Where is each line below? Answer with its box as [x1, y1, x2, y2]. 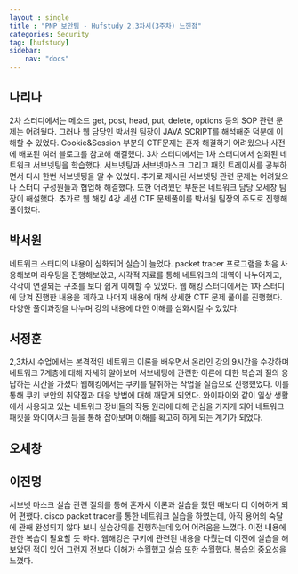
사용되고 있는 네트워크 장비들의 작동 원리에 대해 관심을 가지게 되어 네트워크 [25, 401, 285, 412]
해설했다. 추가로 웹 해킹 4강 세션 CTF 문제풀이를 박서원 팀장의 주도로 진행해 [25, 193, 288, 203]
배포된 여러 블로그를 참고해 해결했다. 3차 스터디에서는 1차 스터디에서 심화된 [18, 148, 278, 159]
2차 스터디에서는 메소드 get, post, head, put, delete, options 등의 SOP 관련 [9, 115, 274, 126]
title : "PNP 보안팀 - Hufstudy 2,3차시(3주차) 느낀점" [9, 21, 202, 30]
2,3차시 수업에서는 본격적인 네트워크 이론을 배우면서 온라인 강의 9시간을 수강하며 [9, 357, 289, 367]
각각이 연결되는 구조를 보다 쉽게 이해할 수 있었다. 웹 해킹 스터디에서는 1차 [9, 280, 262, 291]
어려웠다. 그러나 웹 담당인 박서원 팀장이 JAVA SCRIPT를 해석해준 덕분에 [25, 126, 274, 136]
